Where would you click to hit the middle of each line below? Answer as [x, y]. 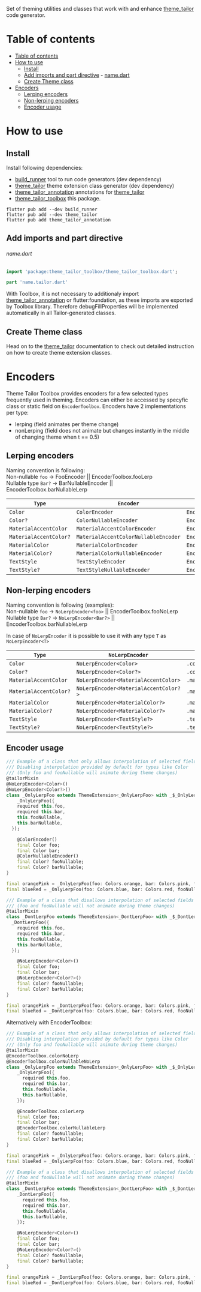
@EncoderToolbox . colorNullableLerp [61, 1128]
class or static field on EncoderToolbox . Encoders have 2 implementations [96, 406]
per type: [17, 413]
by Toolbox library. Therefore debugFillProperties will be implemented [92, 307]
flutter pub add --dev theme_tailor [52, 215]
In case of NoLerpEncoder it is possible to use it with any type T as [86, 635]
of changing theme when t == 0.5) [57, 437]
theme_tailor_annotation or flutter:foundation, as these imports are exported [100, 300]
